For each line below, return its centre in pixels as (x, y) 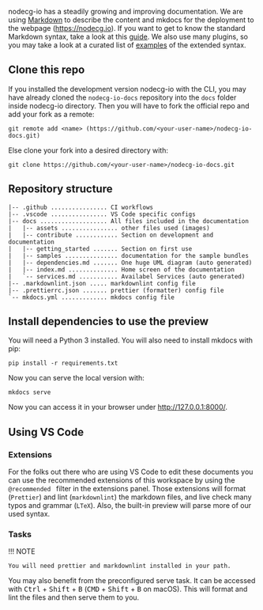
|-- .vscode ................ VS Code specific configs (102, 214)
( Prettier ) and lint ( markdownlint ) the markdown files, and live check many (130, 497)
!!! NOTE (22, 551)
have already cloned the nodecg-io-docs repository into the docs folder (122, 97)
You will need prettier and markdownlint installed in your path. (120, 566)
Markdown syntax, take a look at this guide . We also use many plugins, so (128, 36)
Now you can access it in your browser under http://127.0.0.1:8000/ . (118, 407)
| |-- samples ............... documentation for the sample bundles (128, 256)
